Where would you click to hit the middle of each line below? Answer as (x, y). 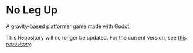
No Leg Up (32, 10)
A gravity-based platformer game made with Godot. (68, 26)
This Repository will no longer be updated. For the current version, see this (96, 37)
